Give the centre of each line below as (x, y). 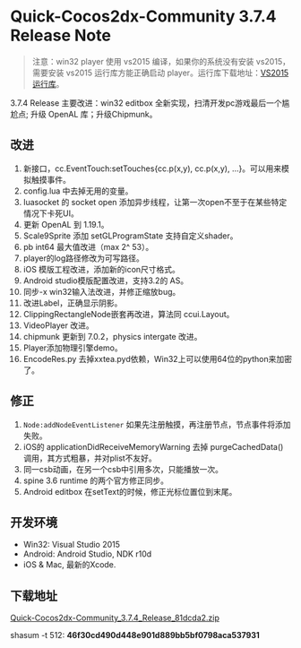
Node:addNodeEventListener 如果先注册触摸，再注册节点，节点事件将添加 (157, 424)
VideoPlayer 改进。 (58, 325)
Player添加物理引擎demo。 (73, 348)
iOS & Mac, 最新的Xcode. (69, 565)
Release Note (60, 35)
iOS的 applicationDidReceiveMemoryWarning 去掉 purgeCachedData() (153, 446)
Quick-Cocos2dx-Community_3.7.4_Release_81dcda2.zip (115, 618)
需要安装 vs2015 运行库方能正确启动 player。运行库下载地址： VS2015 (160, 73)
